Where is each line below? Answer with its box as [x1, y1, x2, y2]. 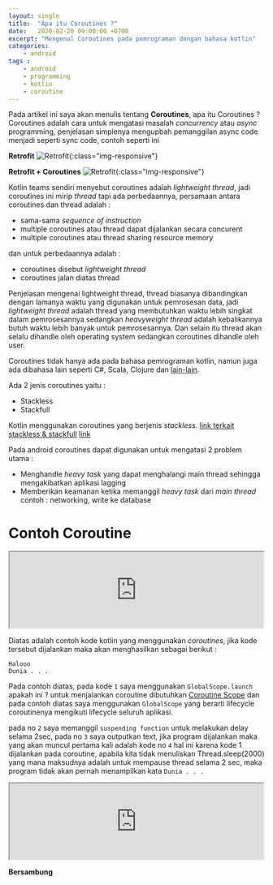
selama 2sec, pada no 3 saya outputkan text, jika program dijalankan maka [8, 732, 258, 741]
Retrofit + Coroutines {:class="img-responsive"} [8, 167, 205, 177]
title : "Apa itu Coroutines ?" [8, 19, 118, 28]
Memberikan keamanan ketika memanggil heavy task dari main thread [19, 486, 257, 496]
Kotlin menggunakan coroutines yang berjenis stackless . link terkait [8, 421, 235, 430]
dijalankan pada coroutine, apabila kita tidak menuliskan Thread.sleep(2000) [8, 749, 265, 759]
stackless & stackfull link [8, 430, 91, 439]
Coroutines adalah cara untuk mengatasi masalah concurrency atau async [8, 119, 258, 128]
